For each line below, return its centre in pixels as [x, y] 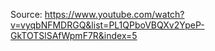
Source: [26, 14]
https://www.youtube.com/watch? [114, 14]
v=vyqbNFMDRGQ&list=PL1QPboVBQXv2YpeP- [107, 25]
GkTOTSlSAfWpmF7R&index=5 [74, 35]
